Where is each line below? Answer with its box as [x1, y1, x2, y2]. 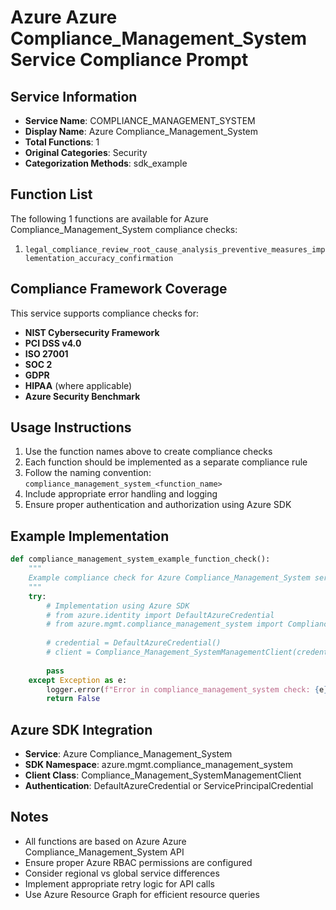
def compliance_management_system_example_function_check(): [10, 554, 271, 565]
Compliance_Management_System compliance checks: [10, 223, 238, 235]
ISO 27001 [24, 347, 69, 360]
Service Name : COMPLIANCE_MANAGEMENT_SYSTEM [24, 115, 256, 126]
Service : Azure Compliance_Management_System [24, 748, 233, 760]
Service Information [10, 88, 138, 105]
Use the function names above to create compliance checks [24, 446, 273, 458]
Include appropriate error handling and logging [24, 488, 218, 500]
